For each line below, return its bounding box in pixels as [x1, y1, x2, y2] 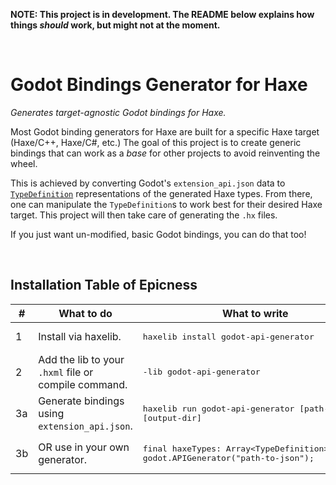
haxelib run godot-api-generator [142, 403, 295, 414]
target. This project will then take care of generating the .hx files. [10, 209, 278, 221]
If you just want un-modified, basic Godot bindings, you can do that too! [10, 228, 307, 240]
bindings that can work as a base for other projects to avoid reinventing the [10, 147, 321, 159]
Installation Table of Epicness [10, 277, 198, 294]
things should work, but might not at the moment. [10, 19, 221, 31]
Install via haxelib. [38, 330, 122, 344]
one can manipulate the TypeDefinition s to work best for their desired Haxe [10, 198, 323, 210]
